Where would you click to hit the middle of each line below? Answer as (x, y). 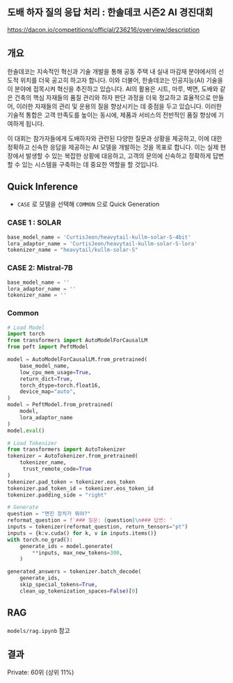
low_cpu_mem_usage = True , (56, 372)
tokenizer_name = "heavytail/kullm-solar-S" (73, 250)
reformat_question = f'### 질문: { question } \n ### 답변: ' (90, 520)
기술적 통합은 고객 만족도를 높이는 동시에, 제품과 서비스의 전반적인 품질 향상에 (112, 115)
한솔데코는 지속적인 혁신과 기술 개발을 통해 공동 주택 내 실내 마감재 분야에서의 (112, 71)
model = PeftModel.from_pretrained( (60, 405)
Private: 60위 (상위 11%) (41, 673)
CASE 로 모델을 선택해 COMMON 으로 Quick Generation (88, 204)
